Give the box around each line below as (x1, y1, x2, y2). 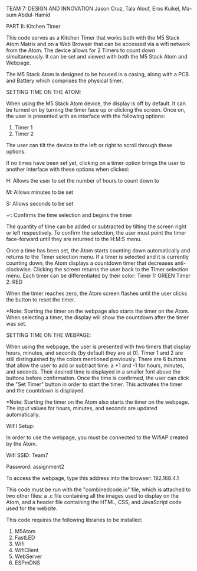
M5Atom (14, 528, 36, 534)
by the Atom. (6, 440, 37, 447)
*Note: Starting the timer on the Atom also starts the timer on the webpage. (6, 398, 190, 405)
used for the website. (6, 505, 58, 512)
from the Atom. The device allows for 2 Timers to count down (6, 47, 156, 54)
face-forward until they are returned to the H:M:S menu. (6, 236, 142, 242)
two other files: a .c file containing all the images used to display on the (6, 492, 179, 499)
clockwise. (6, 266, 32, 272)
